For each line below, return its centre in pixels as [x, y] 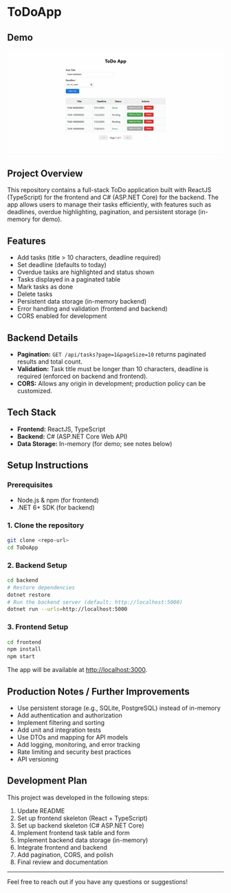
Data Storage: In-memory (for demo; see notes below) [95, 443]
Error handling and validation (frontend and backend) [92, 309]
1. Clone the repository [46, 525]
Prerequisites [30, 485]
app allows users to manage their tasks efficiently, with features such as [109, 204]
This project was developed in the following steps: [78, 797]
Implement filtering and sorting [61, 723]
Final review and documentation [63, 862]
